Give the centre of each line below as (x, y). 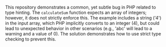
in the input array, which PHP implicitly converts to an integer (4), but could (82, 23)
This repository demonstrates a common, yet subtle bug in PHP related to (81, 7)
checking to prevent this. (31, 39)
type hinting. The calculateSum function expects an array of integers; (76, 12)
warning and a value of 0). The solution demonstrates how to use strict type (83, 34)
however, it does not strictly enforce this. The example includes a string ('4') (83, 18)
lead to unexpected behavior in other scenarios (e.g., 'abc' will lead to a (79, 28)
